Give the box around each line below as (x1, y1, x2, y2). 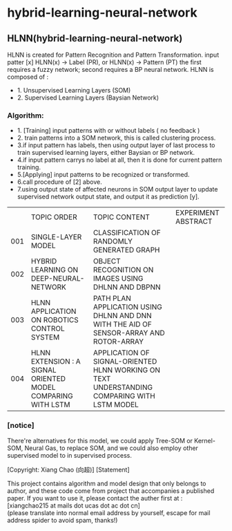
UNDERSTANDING (93, 382, 153, 392)
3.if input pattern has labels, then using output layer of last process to (17, 141, 215, 149)
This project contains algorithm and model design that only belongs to (7, 479, 206, 487)
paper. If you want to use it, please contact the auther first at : (7, 494, 183, 502)
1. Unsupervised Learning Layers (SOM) (17, 86, 131, 94)
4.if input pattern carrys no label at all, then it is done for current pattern (17, 156, 222, 164)
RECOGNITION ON (93, 265, 154, 274)
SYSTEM (30, 333, 60, 342)
